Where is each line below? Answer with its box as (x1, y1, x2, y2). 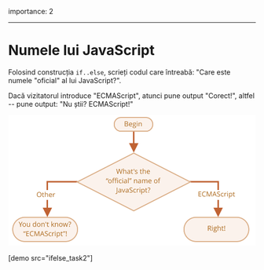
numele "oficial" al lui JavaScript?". (8, 75, 122, 85)
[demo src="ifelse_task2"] (8, 254, 93, 263)
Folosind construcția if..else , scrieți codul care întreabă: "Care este (8, 67, 231, 77)
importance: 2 (8, 7, 53, 16)
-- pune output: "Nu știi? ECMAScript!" (8, 99, 134, 108)
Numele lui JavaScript (8, 42, 155, 60)
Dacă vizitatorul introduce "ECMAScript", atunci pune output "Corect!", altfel (8, 90, 255, 100)
